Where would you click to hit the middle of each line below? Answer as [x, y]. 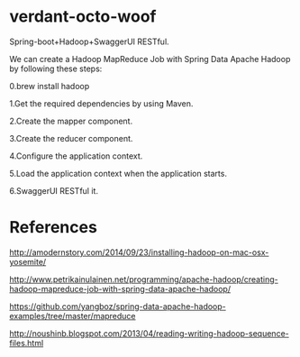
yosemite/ [28, 261]
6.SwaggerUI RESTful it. [54, 190]
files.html [27, 343]
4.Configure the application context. [76, 156]
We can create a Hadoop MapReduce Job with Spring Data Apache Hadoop [150, 59]
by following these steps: [56, 69]
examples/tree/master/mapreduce [73, 316]
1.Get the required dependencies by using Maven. [101, 103]
